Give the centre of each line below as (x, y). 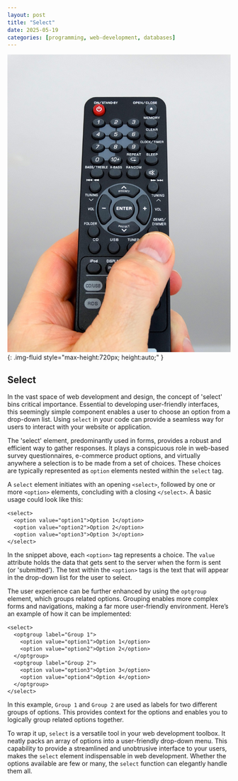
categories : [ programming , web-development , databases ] (91, 38)
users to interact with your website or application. (80, 427)
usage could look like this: (45, 500)
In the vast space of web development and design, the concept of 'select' (115, 397)
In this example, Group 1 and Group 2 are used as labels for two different (112, 704)
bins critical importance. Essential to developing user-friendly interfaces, (113, 405)
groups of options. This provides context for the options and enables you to (118, 712)
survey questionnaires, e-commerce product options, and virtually (104, 456)
